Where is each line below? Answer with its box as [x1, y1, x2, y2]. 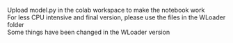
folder [7, 21, 24, 28]
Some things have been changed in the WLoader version [7, 28, 170, 36]
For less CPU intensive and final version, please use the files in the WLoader [7, 13, 226, 21]
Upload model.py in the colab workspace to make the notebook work [7, 6, 205, 14]
